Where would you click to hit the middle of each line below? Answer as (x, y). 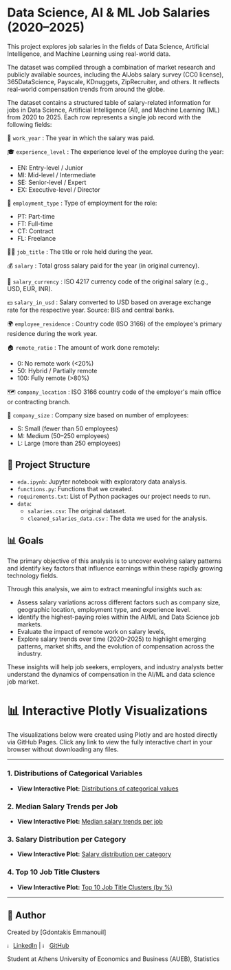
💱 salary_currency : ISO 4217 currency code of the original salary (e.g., (108, 281)
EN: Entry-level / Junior (50, 168)
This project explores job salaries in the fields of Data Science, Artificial (108, 46)
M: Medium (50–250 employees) (63, 435)
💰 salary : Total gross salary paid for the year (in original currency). (103, 265)
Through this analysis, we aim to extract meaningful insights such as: (105, 588)
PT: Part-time (36, 216)
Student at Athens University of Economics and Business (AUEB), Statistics (113, 959)
